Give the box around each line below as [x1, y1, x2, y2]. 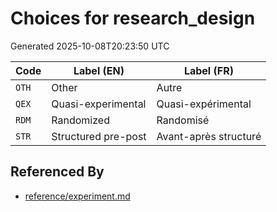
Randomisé [156, 113, 210, 127]
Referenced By [10, 163, 105, 181]
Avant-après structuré [156, 129, 262, 143]
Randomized [51, 113, 110, 127]
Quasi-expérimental [156, 97, 252, 111]
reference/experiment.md [24, 190, 131, 202]
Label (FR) [183, 63, 234, 77]
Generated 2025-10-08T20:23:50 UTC [10, 40, 170, 52]
